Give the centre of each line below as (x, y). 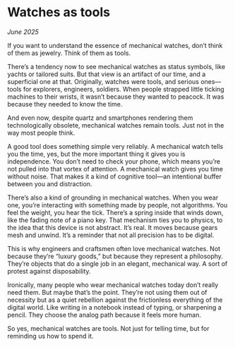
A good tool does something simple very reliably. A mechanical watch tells (115, 146)
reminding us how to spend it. (50, 336)
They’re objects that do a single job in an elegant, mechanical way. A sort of (117, 263)
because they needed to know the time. (65, 104)
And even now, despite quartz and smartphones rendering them (100, 118)
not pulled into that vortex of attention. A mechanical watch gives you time (115, 169)
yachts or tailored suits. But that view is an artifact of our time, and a (107, 74)
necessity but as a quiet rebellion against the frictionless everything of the (115, 300)
